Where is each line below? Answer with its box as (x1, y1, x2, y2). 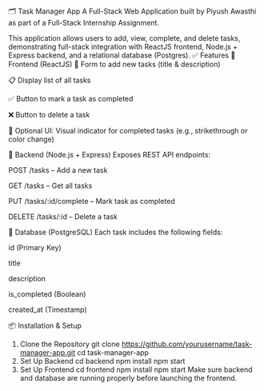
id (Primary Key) (8, 243, 62, 252)
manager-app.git (19, 348, 76, 357)
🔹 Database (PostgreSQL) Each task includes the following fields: (8, 227, 223, 237)
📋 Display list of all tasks (8, 75, 91, 85)
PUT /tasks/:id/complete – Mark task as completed (8, 197, 175, 205)
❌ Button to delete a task (8, 110, 90, 119)
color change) (8, 134, 54, 144)
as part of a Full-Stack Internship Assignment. (8, 18, 160, 27)
